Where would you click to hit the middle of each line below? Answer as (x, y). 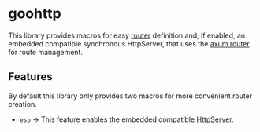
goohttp (35, 14)
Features (30, 77)
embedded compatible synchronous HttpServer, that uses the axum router (129, 43)
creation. (22, 104)
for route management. (45, 52)
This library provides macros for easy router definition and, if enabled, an (127, 35)
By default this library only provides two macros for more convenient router (130, 96)
